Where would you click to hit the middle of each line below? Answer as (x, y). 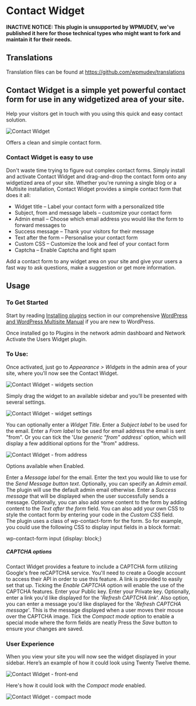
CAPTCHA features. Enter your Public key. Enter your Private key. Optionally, (98, 591)
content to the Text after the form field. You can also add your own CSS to (95, 508)
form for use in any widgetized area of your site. (95, 100)
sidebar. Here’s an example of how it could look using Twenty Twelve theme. (98, 663)
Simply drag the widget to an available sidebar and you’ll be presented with (97, 395)
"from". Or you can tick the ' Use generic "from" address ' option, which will (96, 437)
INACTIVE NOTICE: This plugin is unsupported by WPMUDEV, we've (90, 27)
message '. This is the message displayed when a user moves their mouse (95, 610)
